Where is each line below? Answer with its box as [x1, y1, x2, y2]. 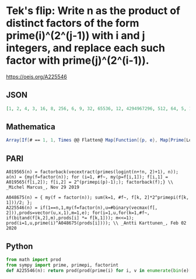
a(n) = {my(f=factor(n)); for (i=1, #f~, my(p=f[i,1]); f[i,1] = [6, 174, 168, 180]
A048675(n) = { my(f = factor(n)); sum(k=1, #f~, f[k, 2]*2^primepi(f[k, [6, 195, 190, 201]
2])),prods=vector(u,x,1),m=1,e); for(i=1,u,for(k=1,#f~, [6, 210, 150, 216]
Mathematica [6, 122, 55, 132]
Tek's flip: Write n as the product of [6, 4, 181, 18]
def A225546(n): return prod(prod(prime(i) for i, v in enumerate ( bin [6, 267, 181, 273]
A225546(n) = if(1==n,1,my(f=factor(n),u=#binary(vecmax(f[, [6, 205, 158, 211]
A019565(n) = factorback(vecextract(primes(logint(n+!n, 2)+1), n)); [6, 169, 179, 175]
